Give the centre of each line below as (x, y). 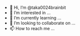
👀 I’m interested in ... (30, 13)
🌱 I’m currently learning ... (35, 18)
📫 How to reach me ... (32, 28)
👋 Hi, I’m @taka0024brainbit (38, 8)
